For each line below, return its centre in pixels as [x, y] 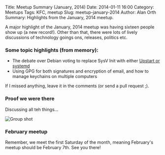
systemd [21, 66]
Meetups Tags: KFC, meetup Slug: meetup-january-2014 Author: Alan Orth [81, 12]
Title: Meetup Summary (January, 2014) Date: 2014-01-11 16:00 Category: [80, 7]
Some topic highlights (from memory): [52, 50]
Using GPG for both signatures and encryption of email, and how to [81, 71]
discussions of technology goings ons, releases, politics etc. [66, 37]
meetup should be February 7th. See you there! [53, 147]
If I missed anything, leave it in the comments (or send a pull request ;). [77, 86]
